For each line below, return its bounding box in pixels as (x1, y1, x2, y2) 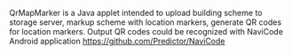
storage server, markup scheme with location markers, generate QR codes (9, 17, 282, 27)
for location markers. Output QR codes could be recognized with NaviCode (9, 27, 284, 36)
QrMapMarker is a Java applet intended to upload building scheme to (9, 8, 263, 18)
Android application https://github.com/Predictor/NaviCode (9, 35, 225, 46)
